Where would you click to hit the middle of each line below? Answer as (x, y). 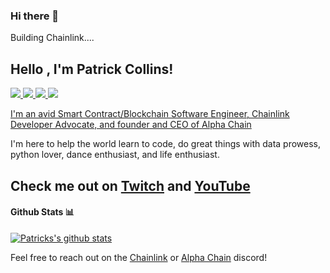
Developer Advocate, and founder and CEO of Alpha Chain (131, 125)
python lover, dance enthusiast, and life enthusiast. (115, 155)
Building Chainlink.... (52, 38)
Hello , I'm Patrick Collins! (92, 69)
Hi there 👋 (35, 16)
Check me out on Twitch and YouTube (130, 185)
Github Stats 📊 (42, 212)
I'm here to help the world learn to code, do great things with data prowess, (166, 144)
